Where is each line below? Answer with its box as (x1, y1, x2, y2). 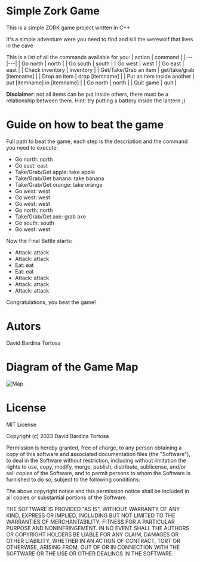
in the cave (6, 42, 34, 49)
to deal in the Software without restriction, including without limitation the (6, 457, 186, 464)
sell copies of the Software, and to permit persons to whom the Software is (6, 469, 191, 476)
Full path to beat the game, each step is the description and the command (6, 138, 188, 145)
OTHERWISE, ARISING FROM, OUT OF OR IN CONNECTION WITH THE (6, 543, 180, 551)
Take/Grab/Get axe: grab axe (14, 212, 87, 220)
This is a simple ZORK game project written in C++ (6, 24, 130, 31)
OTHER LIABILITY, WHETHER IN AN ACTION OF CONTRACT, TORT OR (6, 537, 180, 544)
